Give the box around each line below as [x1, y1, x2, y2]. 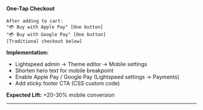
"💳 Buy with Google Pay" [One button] [6, 32, 106, 38]
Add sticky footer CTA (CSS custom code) [14, 80, 120, 87]
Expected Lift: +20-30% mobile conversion [6, 91, 115, 99]
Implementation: [6, 49, 49, 57]
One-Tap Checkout [6, 5, 55, 12]
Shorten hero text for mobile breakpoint [14, 67, 114, 75]
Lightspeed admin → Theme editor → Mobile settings [14, 61, 147, 68]
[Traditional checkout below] [6, 38, 83, 44]
